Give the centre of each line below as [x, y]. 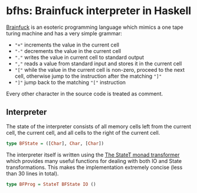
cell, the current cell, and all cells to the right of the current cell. [83, 132]
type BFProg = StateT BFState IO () [51, 184]
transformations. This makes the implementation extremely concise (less [94, 167]
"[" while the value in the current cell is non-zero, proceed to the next [99, 69]
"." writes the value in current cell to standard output [79, 57]
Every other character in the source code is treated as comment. [85, 94]
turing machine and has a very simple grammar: [64, 33]
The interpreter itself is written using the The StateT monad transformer [93, 155]
